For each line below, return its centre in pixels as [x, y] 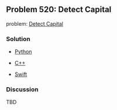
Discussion [23, 90]
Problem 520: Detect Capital [59, 10]
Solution [18, 39]
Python [23, 51]
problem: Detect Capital [35, 23]
